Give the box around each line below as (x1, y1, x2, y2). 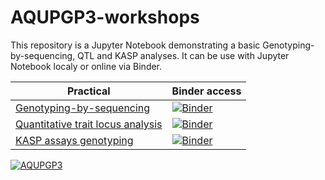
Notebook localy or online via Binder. (10, 60, 163, 72)
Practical (66, 84, 111, 98)
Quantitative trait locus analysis (15, 117, 163, 131)
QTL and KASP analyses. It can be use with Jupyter (77, 49, 290, 61)
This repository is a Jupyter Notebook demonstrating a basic (10, 39, 261, 51)
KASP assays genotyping (15, 133, 134, 147)
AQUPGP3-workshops (10, 6, 200, 29)
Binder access (171, 84, 242, 98)
